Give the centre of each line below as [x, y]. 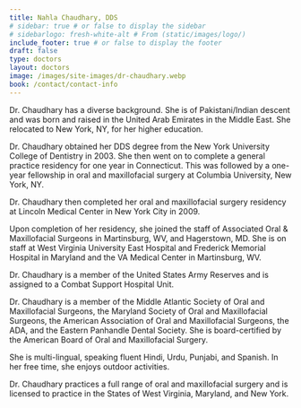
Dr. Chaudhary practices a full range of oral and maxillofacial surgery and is [149, 384]
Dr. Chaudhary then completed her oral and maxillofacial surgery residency [148, 202]
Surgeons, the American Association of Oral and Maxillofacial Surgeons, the [149, 320]
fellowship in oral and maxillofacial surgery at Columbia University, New [159, 175]
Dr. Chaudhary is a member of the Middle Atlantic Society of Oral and [137, 301]
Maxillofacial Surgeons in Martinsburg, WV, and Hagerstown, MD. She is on [148, 238]
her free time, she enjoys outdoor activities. [90, 366]
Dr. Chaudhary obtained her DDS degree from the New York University [140, 146]
